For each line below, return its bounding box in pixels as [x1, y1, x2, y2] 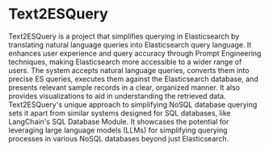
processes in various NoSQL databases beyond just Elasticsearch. [8, 133, 229, 143]
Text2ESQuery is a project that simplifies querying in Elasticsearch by [8, 31, 240, 41]
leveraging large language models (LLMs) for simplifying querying [8, 125, 228, 135]
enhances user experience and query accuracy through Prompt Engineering [8, 48, 262, 58]
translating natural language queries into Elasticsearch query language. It [8, 39, 252, 49]
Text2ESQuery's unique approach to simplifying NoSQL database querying [8, 100, 258, 109]
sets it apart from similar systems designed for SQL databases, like [8, 108, 231, 117]
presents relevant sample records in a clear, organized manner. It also [8, 82, 241, 92]
